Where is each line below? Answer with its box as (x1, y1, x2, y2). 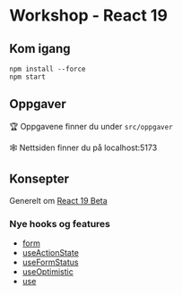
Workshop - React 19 (9, 5, 169, 26)
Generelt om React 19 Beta (9, 195, 108, 206)
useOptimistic (22, 265, 74, 277)
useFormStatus (22, 257, 79, 267)
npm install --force (9, 64, 87, 73)
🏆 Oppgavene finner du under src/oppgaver (9, 121, 173, 131)
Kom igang (9, 41, 71, 56)
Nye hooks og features (9, 217, 110, 230)
